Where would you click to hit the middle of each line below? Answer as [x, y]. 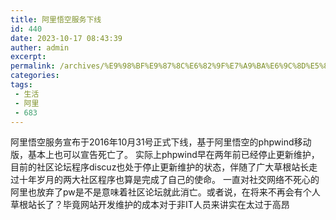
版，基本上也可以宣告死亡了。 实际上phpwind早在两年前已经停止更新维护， [165, 155]
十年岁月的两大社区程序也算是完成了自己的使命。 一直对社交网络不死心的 [169, 180]
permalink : [33, 66]
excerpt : [28, 57]
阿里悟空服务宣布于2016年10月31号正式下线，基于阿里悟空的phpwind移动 [161, 142]
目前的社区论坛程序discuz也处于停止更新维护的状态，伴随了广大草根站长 [160, 167]
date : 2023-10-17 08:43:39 [66, 38]
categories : [35, 76]
